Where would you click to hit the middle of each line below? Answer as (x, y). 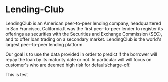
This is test (17, 74)
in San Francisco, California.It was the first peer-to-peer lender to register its (84, 28)
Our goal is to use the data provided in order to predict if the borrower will (81, 54)
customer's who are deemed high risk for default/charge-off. (68, 65)
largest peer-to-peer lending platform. (44, 44)
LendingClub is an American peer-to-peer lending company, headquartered (83, 23)
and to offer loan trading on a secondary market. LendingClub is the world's (83, 39)
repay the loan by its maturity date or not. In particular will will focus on (78, 59)
